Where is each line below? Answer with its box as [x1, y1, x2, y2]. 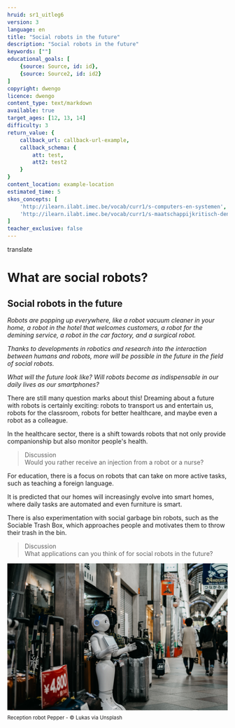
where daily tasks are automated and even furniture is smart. [7, 500, 183, 508]
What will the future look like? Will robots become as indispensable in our [7, 373, 219, 381]
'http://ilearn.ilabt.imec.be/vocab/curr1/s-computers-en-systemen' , [20, 203, 227, 210]
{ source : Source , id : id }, [20, 63, 99, 70]
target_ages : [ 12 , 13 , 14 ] [7, 115, 86, 122]
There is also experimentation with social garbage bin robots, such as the [7, 514, 219, 522]
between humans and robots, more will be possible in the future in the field [7, 352, 224, 360]
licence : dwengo [7, 92, 55, 99]
